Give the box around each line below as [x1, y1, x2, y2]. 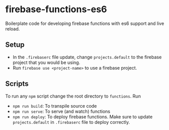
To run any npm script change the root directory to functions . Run [5, 93, 141, 99]
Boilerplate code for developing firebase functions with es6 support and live [5, 20, 164, 26]
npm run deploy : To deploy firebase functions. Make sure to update [12, 113, 153, 120]
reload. [5, 25, 20, 31]
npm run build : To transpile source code [12, 103, 97, 109]
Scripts [5, 80, 29, 88]
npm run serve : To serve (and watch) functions [12, 108, 111, 114]
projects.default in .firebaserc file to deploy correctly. [12, 119, 130, 125]
